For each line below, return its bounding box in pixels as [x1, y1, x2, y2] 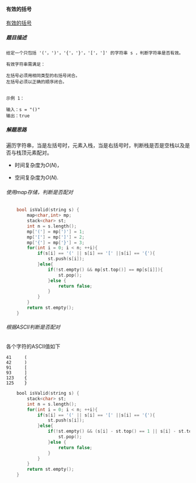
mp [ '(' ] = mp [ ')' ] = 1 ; [27, 229, 85, 234]
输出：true [6, 113, 30, 119]
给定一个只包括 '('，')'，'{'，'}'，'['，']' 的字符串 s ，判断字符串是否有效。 [6, 50, 184, 56]
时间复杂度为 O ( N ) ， [14, 161, 62, 169]
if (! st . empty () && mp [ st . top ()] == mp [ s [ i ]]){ [47, 267, 163, 272]
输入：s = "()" [6, 107, 40, 113]
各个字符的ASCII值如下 [6, 343, 61, 350]
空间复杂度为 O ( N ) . [14, 174, 59, 181]
